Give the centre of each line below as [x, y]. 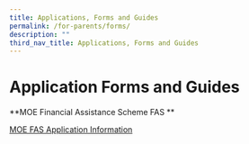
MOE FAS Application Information [71, 130]
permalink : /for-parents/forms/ [70, 26]
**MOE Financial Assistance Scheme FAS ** [92, 112]
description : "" [40, 34]
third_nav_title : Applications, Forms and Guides [104, 43]
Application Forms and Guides [124, 87]
